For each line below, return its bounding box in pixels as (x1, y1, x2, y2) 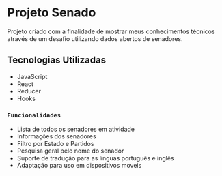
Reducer (16, 87, 42, 95)
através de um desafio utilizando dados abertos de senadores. (7, 34, 183, 42)
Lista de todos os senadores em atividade (16, 125, 135, 134)
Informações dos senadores (16, 132, 97, 141)
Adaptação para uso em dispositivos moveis (16, 162, 142, 170)
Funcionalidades (7, 111, 61, 119)
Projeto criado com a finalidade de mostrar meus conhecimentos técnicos (7, 27, 215, 35)
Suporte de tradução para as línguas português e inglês (16, 154, 174, 162)
